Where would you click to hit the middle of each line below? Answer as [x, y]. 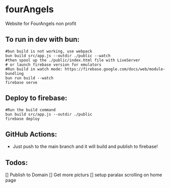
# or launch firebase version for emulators [53, 65]
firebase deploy [22, 119]
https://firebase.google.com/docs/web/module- [115, 69]
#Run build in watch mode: [34, 69]
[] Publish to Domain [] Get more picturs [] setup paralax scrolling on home [84, 175]
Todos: [17, 162]
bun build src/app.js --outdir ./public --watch [58, 56]
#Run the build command [31, 110]
